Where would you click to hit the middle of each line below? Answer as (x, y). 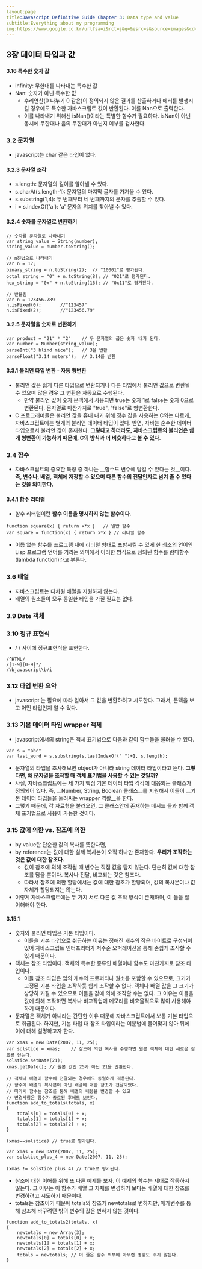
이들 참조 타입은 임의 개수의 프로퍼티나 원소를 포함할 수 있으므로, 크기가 (107, 978)
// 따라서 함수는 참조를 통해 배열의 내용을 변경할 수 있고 (69, 1092)
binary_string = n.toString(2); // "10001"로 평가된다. (76, 270)
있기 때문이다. (40, 956)
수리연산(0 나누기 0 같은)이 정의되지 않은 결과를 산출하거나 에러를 (100, 101)
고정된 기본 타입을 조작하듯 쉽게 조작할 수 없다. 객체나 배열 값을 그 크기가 (109, 986)
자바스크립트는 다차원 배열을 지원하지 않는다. (67, 591)
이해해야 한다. (31, 904)
